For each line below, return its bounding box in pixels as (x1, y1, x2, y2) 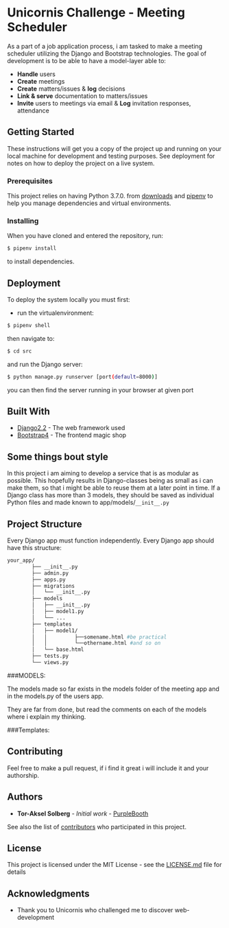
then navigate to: (7, 334, 55, 342)
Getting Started (7, 126, 75, 138)
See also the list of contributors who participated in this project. (7, 822, 187, 831)
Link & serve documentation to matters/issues (16, 91, 148, 100)
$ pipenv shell (7, 322, 51, 329)
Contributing (7, 746, 63, 757)
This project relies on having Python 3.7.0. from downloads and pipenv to (7, 192, 214, 200)
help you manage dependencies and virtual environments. (7, 199, 171, 207)
